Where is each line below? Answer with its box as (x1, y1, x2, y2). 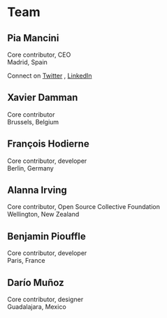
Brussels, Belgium (7, 117, 59, 126)
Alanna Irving (7, 185, 68, 196)
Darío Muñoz (7, 277, 64, 289)
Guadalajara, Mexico (7, 303, 66, 311)
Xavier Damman (7, 92, 78, 103)
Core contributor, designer (7, 295, 84, 304)
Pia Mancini (7, 32, 59, 44)
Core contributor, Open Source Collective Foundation (7, 203, 161, 211)
